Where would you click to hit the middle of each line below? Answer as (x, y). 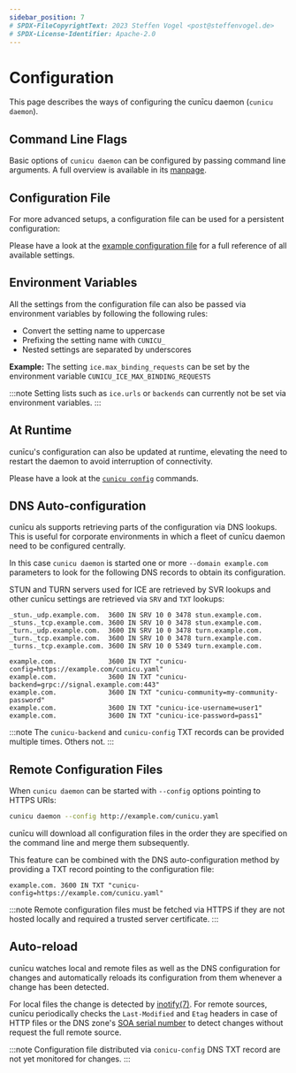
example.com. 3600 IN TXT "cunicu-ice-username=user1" (136, 709)
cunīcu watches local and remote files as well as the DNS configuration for (145, 968)
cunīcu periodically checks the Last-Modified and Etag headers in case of (144, 1013)
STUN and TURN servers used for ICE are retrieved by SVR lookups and (140, 590)
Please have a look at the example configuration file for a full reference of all (148, 245)
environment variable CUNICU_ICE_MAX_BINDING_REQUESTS (110, 376)
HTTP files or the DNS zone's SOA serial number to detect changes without (146, 1023)
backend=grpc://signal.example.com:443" (85, 685)
